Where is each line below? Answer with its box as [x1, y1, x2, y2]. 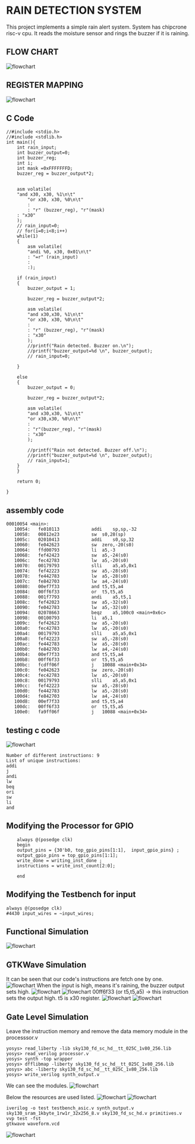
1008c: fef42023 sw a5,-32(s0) [14, 599, 129, 605]
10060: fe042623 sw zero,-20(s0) [14, 542, 134, 548]
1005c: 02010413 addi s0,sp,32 [14, 537, 134, 543]
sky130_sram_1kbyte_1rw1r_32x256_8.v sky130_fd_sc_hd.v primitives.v [6, 1111, 183, 1117]
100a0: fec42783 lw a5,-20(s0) [14, 626, 129, 632]
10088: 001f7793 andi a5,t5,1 [14, 594, 132, 600]
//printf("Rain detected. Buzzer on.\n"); [27, 343, 134, 349]
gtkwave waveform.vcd [6, 1121, 60, 1127]
